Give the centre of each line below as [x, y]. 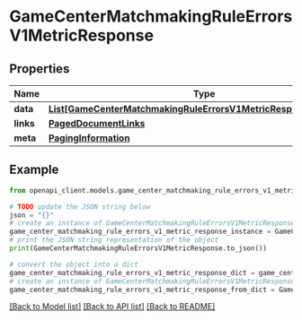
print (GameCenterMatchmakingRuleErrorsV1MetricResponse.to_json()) [138, 248]
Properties [40, 69]
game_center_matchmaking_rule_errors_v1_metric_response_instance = [140, 232]
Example [34, 170]
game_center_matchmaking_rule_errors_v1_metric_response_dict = [132, 272]
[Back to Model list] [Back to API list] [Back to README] [112, 307]
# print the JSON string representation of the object [114, 240]
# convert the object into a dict [74, 264]
